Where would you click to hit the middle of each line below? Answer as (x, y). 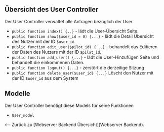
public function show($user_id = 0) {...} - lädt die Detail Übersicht (83, 36)
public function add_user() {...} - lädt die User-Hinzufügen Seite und (85, 57)
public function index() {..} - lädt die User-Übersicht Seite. (75, 31)
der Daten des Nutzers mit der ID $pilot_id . (57, 52)
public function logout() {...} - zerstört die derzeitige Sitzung (78, 67)
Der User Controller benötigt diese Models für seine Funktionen (69, 105)
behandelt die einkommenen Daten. (48, 62)
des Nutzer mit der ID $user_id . (44, 41)
